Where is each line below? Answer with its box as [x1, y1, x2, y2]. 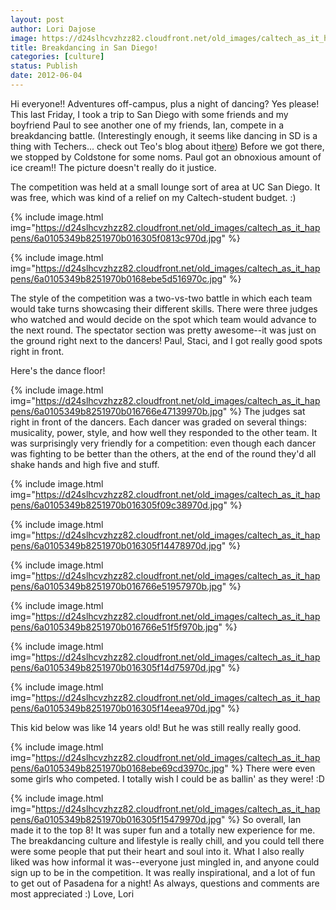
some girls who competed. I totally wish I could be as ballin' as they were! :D [10, 772, 325, 785]
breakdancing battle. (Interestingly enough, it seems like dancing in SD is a [10, 129, 318, 141]
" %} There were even [224, 762, 316, 774]
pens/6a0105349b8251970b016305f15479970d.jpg [10, 813, 222, 825]
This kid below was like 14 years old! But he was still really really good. [10, 721, 302, 733]
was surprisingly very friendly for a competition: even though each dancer [10, 437, 317, 449]
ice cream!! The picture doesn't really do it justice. [10, 161, 217, 173]
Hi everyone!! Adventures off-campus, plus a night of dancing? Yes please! [10, 97, 320, 110]
